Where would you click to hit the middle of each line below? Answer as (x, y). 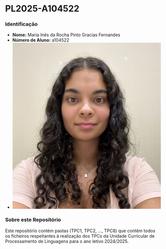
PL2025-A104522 (42, 9)
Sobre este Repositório (33, 220)
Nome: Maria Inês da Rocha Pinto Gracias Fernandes (66, 35)
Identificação (21, 24)
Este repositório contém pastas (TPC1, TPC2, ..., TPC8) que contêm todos (80, 231)
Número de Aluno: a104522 (41, 40)
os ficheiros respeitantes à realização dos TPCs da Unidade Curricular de (80, 236)
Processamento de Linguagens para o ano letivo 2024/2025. (67, 241)
